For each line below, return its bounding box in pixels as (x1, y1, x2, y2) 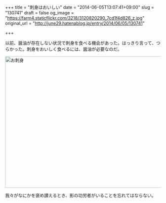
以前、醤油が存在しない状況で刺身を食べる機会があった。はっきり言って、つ (5, 40, 161, 46)
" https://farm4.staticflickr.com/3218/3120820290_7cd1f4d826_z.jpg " (5, 15, 145, 21)
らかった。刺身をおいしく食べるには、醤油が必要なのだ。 (5, 46, 122, 52)
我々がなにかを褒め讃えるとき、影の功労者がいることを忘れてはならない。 (5, 193, 156, 198)
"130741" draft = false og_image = (5, 10, 74, 16)
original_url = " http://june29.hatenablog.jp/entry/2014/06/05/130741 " (5, 20, 145, 26)
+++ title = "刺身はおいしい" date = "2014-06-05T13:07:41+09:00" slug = (5, 4, 154, 10)
